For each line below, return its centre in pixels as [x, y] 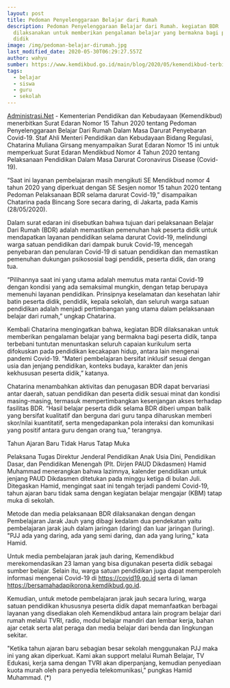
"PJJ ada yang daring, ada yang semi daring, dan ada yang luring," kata [108, 535]
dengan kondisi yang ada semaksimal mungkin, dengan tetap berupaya [107, 287]
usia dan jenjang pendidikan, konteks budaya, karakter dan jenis [98, 366]
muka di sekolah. [31, 500]
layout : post [26, 13]
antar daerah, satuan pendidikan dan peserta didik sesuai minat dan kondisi [114, 394]
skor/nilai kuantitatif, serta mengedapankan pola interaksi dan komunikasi [111, 423]
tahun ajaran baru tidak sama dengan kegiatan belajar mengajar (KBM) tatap [115, 493]
